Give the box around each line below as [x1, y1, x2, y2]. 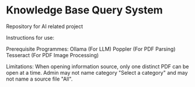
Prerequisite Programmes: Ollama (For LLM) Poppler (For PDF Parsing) [6, 45, 176, 53]
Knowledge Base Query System [6, 4, 163, 17]
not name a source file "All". [6, 75, 73, 82]
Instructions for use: [6, 34, 54, 41]
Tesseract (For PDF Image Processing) [6, 51, 99, 58]
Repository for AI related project [6, 23, 83, 30]
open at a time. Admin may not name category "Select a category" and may [6, 69, 188, 76]
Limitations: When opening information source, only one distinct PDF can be [6, 62, 189, 70]
